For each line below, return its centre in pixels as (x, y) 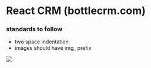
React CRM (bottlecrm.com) (76, 11)
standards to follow (34, 29)
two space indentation (41, 42)
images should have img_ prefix (53, 48)
